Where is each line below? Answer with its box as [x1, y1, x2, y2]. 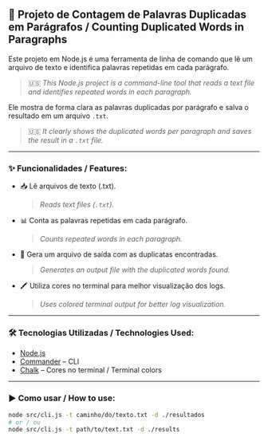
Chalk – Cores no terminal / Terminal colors [19, 365, 162, 375]
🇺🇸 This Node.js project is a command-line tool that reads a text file [27, 77, 255, 88]
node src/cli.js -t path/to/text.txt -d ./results [8, 426, 180, 434]
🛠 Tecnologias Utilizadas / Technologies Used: [8, 328, 195, 339]
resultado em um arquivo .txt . [8, 111, 109, 120]
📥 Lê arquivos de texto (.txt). [19, 181, 116, 191]
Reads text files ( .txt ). [39, 200, 114, 210]
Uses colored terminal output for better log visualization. [39, 300, 226, 309]
